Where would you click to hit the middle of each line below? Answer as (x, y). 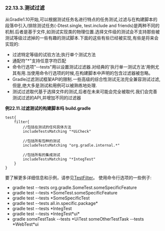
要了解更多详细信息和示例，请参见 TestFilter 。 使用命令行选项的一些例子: (78, 178)
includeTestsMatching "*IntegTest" (59, 159)
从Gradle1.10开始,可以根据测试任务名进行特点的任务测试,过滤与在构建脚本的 (81, 19)
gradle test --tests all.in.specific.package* (55, 203)
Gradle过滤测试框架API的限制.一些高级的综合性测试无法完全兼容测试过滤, (86, 79)
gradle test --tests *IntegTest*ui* (46, 214)
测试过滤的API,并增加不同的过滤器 (47, 98)
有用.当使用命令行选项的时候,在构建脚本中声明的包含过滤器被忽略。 (85, 73)
